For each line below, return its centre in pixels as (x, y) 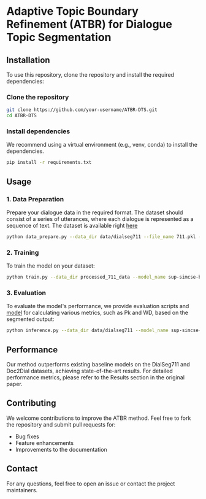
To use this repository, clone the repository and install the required (90, 75)
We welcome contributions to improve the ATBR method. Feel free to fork (99, 418)
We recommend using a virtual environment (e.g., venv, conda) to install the (102, 145)
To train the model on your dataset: (51, 266)
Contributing (31, 403)
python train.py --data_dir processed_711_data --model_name (86, 277)
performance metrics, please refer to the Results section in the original (96, 377)
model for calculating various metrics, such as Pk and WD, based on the (97, 313)
